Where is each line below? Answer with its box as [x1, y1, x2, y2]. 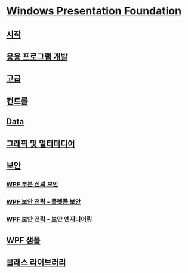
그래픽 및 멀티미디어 [6, 139, 75, 149]
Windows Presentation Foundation [6, 4, 182, 18]
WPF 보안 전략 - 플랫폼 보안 [6, 197, 81, 205]
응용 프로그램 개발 [6, 51, 68, 62]
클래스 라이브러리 [6, 257, 66, 268]
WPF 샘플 [6, 235, 41, 246]
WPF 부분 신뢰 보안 [6, 180, 58, 188]
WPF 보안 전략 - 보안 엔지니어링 [6, 215, 93, 223]
